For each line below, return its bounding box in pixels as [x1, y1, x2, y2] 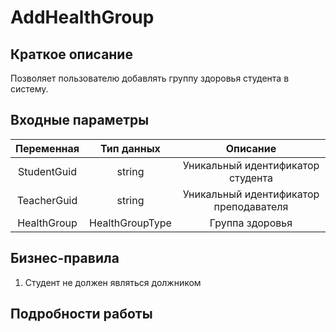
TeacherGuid [16, 193, 78, 207]
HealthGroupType [89, 216, 172, 230]
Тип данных [100, 141, 161, 155]
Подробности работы [10, 306, 153, 323]
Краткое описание [10, 46, 133, 63]
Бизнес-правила [10, 250, 120, 267]
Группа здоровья [209, 216, 293, 230]
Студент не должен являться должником [24, 276, 202, 288]
